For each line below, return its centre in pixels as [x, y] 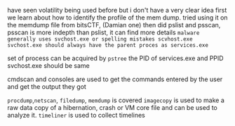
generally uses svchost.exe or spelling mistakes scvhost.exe [100, 39]
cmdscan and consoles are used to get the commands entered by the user [115, 79]
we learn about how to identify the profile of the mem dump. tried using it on [117, 17]
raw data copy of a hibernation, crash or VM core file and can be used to [112, 107]
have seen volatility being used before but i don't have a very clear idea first [117, 10]
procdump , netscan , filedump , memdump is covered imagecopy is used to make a [116, 100]
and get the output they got [47, 86]
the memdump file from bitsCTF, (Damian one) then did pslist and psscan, [114, 25]
